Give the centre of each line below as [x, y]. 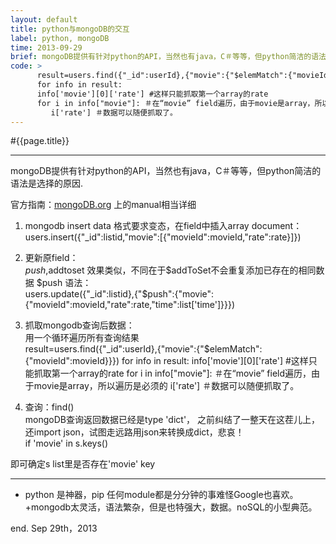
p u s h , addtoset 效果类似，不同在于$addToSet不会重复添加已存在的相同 [170, 270]
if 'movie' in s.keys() [66, 443]
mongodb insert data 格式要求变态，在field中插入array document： [163, 226]
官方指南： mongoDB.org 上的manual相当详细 [103, 205]
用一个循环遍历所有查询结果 [82, 338]
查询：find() [49, 407]
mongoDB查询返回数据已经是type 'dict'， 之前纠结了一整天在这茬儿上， [172, 420]
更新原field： [51, 258]
